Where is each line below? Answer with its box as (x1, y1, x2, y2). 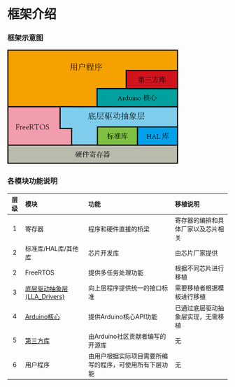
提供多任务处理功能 (88, 268, 144, 277)
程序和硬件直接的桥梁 (88, 224, 150, 233)
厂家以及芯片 (180, 224, 218, 233)
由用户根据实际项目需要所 (88, 352, 162, 360)
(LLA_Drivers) (24, 292, 65, 300)
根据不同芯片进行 (174, 264, 225, 272)
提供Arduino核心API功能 (88, 312, 158, 321)
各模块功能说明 (7, 176, 58, 186)
